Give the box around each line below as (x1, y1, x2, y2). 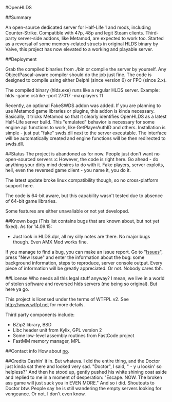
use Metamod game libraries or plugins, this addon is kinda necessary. (5, 108, 155, 114)
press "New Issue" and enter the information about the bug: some (5, 254, 145, 260)
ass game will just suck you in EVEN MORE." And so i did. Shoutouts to (5, 380, 155, 386)
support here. (5, 183, 34, 188)
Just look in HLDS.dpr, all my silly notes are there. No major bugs (12, 234, 150, 239)
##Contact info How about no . (5, 348, 69, 354)
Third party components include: (5, 311, 75, 318)
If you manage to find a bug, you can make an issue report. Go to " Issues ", (5, 249, 163, 255)
